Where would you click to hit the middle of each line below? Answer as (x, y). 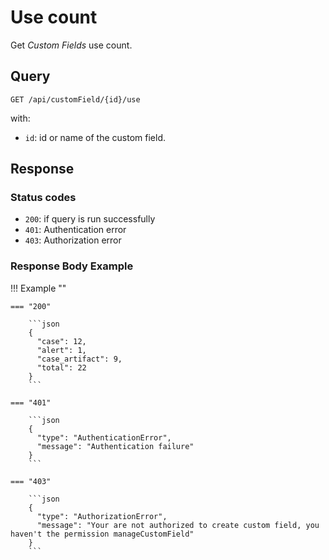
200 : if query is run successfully (90, 219)
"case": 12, (61, 341)
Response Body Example (72, 266)
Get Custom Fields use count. (71, 45)
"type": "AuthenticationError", (104, 437)
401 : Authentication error (75, 230)
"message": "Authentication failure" (115, 446)
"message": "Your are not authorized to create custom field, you (178, 525)
